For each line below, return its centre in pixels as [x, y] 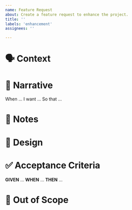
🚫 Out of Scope [37, 200]
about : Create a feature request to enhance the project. [67, 15]
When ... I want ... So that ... [33, 99]
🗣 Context [28, 59]
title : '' [15, 19]
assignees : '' [20, 29]
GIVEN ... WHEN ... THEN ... [34, 179]
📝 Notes [22, 119]
